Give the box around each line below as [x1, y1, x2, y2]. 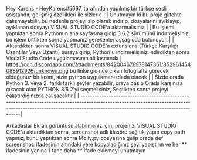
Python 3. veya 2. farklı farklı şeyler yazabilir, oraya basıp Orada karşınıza [6, 80, 183, 87]
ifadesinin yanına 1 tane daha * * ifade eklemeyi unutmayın [6, 147, 146, 154]
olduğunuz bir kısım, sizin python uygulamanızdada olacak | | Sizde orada [6, 73, 184, 80]
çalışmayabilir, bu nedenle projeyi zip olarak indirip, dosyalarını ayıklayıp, [6, 18, 182, 24]
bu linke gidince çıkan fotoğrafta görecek [69, 67, 169, 74]
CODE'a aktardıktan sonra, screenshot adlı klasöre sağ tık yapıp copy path [6, 128, 186, 135]
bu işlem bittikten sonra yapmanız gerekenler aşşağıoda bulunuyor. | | [6, 36, 174, 43]
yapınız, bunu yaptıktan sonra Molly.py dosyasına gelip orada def [6, 135, 164, 141]
